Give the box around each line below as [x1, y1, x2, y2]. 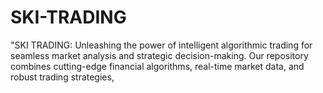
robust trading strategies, [10, 71, 115, 83]
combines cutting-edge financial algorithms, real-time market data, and [10, 60, 305, 72]
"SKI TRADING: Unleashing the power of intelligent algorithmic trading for [10, 39, 313, 51]
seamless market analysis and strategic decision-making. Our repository [10, 49, 309, 61]
